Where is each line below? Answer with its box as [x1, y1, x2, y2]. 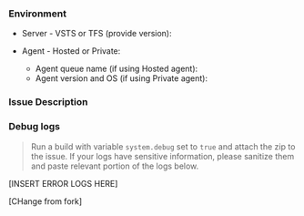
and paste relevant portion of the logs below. [30, 160, 199, 171]
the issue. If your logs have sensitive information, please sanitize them [30, 150, 295, 161]
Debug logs [8, 120, 61, 133]
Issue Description [8, 96, 88, 108]
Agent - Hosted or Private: [21, 46, 121, 57]
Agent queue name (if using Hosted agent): [35, 63, 198, 75]
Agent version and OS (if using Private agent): [35, 73, 208, 84]
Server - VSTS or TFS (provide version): [21, 28, 172, 39]
